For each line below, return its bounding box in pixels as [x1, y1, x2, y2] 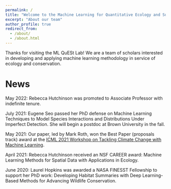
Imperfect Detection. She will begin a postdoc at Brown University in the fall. [5, 121, 165, 127]
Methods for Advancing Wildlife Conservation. [19, 177, 117, 183]
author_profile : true [5, 21, 51, 27]
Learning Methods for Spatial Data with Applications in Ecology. [5, 157, 139, 163]
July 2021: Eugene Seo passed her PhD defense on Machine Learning [5, 110, 152, 116]
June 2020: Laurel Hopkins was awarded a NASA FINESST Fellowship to [5, 167, 158, 173]
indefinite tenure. [5, 100, 41, 107]
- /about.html [10, 36, 40, 41]
